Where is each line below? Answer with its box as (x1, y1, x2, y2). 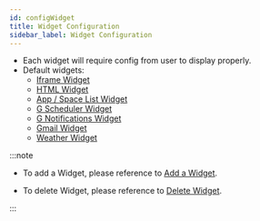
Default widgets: (22, 65, 85, 75)
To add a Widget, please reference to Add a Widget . (22, 167, 218, 178)
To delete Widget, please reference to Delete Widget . (22, 186, 223, 196)
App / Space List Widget (35, 94, 128, 105)
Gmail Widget (35, 123, 87, 134)
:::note (9, 150, 34, 161)
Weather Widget (35, 133, 98, 144)
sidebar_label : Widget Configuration (9, 30, 153, 39)
